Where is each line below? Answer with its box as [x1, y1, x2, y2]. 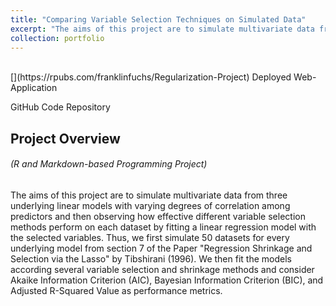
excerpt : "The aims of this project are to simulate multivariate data [10, 24, 315, 34]
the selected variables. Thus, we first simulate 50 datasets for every [10, 231, 290, 243]
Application [10, 82, 58, 94]
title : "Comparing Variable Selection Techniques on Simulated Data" [10, 14, 307, 25]
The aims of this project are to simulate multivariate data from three [10, 189, 288, 201]
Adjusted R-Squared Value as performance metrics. [10, 284, 223, 296]
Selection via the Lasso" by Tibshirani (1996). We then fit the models [10, 252, 292, 265]
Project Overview [10, 130, 121, 147]
